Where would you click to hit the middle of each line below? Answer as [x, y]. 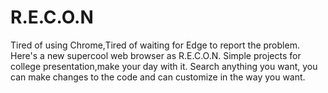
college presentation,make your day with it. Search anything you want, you [164, 66]
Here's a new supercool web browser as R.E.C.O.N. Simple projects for [156, 55]
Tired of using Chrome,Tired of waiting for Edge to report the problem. [155, 45]
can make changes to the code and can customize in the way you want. [158, 77]
